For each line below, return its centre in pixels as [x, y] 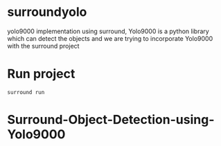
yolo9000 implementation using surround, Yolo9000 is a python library [108, 31]
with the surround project [43, 46]
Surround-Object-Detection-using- [111, 120]
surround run [26, 92]
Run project [41, 74]
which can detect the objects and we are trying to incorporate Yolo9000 [110, 38]
